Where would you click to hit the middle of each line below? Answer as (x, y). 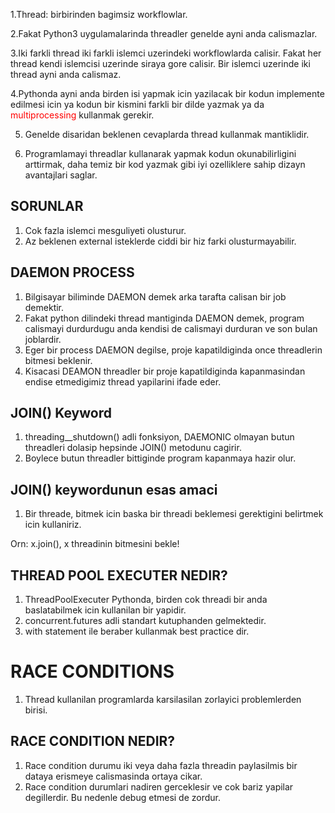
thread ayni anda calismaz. (66, 74)
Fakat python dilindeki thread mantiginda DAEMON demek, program (164, 318)
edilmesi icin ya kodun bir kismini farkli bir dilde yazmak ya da (137, 104)
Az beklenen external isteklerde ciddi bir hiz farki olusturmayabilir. (160, 241)
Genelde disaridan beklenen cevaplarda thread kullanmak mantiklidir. (167, 134)
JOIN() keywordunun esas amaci (114, 489)
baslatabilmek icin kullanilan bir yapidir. (105, 610)
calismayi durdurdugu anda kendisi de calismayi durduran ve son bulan (171, 328)
